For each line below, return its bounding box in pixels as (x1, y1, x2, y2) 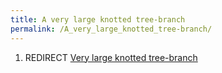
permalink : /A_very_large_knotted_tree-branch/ (10, 24, 213, 34)
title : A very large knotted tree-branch (10, 14, 186, 25)
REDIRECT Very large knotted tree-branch (24, 51, 198, 63)
